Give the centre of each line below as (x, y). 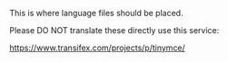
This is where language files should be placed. (96, 13)
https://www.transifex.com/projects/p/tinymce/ (98, 48)
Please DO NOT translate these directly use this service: (114, 30)
